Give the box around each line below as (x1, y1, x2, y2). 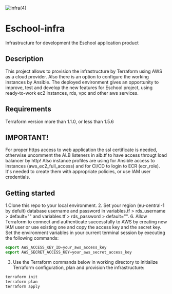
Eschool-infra (5, 23, 65, 34)
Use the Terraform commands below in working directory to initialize (12, 259, 158, 265)
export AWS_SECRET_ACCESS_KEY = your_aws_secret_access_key (5, 250, 132, 255)
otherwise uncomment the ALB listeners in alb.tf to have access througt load (5, 152, 167, 158)
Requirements (5, 105, 51, 114)
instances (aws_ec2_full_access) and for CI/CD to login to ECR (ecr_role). (5, 163, 160, 169)
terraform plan (5, 279, 38, 284)
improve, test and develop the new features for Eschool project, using (5, 85, 153, 91)
